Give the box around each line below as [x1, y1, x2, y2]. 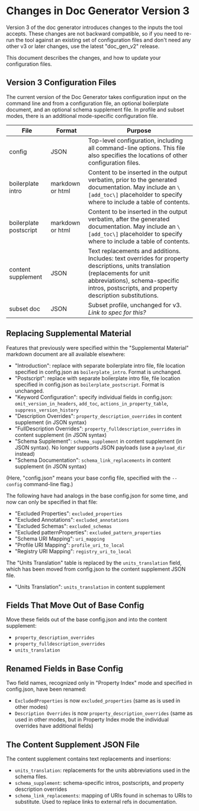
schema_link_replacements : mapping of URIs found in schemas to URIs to [14, 792, 192, 799]
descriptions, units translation [88, 261, 171, 270]
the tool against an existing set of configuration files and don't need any [15, 36, 191, 43]
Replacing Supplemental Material [6, 328, 131, 339]
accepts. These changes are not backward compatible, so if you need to [6, 30, 183, 37]
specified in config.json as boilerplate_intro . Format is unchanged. [14, 368, 182, 375]
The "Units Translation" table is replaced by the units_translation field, [6, 559, 182, 566]
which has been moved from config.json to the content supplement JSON [6, 565, 186, 573]
